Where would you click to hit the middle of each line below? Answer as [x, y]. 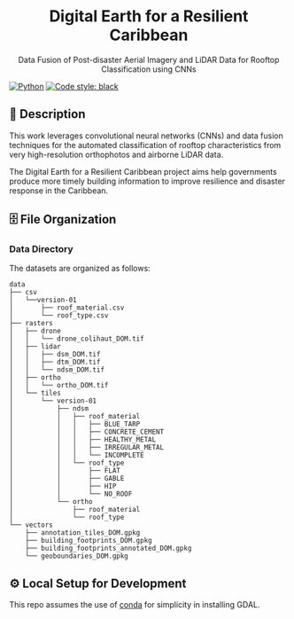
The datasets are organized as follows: [80, 269]
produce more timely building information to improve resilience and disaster [147, 181]
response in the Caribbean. [59, 190]
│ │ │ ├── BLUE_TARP [75, 424]
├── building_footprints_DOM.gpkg [89, 541]
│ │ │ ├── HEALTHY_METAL [83, 440]
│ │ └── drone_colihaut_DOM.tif [77, 339]
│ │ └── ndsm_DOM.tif [57, 370]
